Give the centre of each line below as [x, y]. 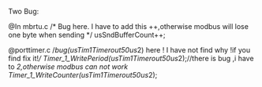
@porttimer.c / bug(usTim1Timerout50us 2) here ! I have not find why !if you [129, 50]
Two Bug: [24, 11]
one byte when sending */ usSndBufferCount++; [87, 35]
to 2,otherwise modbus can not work [68, 67]
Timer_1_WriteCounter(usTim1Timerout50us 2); [83, 75]
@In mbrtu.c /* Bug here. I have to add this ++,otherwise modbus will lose [128, 26]
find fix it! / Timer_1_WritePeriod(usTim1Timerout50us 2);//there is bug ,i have [131, 58]
